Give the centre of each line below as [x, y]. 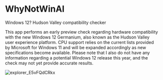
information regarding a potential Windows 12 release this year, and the [76, 58]
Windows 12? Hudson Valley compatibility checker [56, 22]
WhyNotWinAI [35, 9]
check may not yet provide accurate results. [49, 63]
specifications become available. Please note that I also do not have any [78, 53]
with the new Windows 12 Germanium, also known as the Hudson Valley [77, 37]
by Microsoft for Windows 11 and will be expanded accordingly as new [76, 47]
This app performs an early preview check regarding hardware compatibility [81, 32]
